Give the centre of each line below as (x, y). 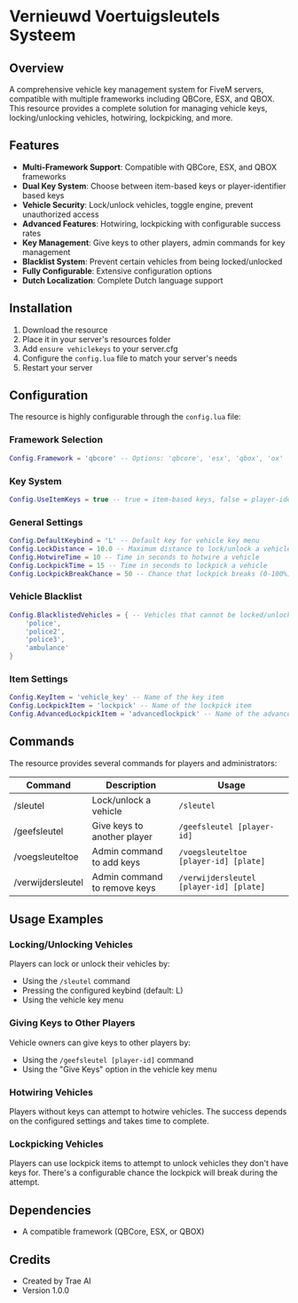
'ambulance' (47, 648)
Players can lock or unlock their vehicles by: (90, 964)
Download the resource (65, 330)
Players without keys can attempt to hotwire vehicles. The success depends (148, 1112)
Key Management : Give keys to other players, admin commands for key (153, 243)
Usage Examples (56, 919)
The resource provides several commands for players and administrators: (143, 763)
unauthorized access (60, 214)
